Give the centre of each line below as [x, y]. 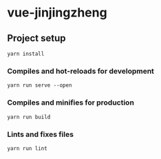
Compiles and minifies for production [71, 103]
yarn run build [29, 117]
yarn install [26, 54]
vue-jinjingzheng [57, 13]
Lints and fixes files [41, 134]
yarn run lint [28, 148]
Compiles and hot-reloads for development [81, 71]
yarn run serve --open [40, 85]
